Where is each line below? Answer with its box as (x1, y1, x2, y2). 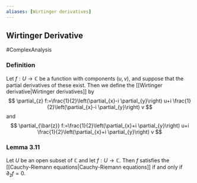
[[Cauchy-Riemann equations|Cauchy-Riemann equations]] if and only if (6, 163, 183, 171)
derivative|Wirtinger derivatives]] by (6, 88, 95, 95)
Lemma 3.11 (6, 143, 40, 151)
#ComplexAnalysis (6, 46, 52, 53)
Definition (6, 61, 36, 69)
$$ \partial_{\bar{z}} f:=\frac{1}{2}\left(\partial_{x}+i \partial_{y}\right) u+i (10, 122, 189, 129)
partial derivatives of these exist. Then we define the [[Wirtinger (6, 81, 163, 89)
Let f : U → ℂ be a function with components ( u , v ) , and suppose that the (6, 75, 184, 82)
